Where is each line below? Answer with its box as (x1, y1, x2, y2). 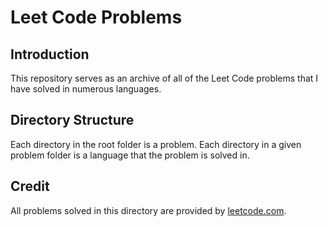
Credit (10, 178, 50, 195)
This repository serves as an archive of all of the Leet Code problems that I (10, 72, 319, 84)
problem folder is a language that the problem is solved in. (10, 149, 250, 161)
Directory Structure (10, 112, 135, 129)
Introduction (10, 46, 90, 63)
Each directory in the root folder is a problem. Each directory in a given (10, 138, 302, 150)
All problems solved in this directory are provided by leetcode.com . (10, 204, 287, 216)
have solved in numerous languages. (10, 83, 162, 95)
